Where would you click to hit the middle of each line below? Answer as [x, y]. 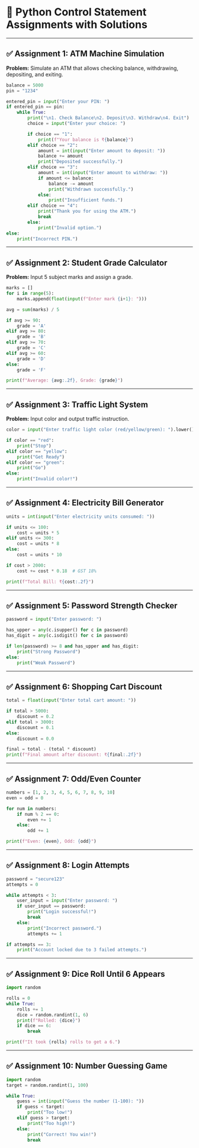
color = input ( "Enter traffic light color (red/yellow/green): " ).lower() [100, 430]
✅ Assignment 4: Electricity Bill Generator [85, 503]
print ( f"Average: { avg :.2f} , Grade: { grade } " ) [65, 381]
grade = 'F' [31, 370]
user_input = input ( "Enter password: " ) [67, 901]
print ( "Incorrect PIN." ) [47, 239]
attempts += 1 [45, 934]
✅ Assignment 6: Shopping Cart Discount [84, 687]
